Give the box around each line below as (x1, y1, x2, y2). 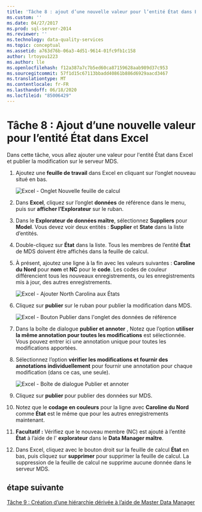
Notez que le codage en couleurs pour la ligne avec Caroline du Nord (15, 403, 189, 410)
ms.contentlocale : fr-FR (7, 82, 69, 88)
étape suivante (7, 483, 64, 493)
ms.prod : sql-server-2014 (7, 25, 71, 32)
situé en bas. (15, 175, 47, 183)
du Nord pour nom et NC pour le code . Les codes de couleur (15, 266, 167, 273)
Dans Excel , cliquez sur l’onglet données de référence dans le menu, (15, 199, 186, 206)
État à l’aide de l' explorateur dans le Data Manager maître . (15, 434, 164, 442)
